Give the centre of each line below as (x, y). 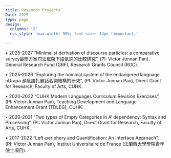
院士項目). (16, 150)
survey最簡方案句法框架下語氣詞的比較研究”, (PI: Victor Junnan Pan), (78, 59)
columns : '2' (24, 29)
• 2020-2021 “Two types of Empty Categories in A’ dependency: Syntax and (86, 117)
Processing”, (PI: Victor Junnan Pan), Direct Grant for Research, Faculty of (83, 122)
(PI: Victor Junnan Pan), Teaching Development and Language (71, 102)
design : (14, 24)
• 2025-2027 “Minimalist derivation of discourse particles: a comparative (82, 53)
